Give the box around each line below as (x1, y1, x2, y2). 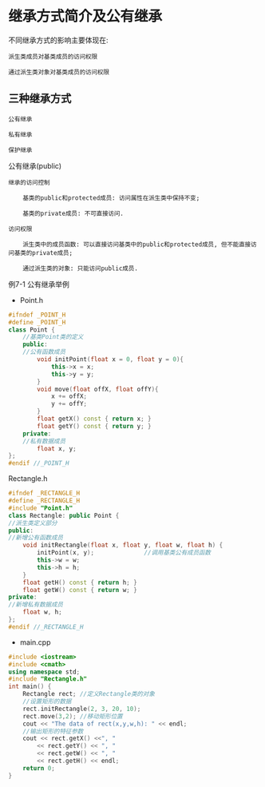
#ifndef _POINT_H (8, 311, 66, 319)
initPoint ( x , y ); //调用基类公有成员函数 (37, 549, 212, 557)
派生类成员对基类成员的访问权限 (8, 53, 98, 61)
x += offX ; (50, 392, 88, 400)
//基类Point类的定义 (22, 333, 84, 341)
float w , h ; (22, 608, 62, 616)
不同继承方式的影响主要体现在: (8, 35, 109, 45)
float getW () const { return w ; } (22, 586, 137, 594)
